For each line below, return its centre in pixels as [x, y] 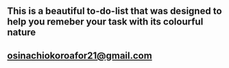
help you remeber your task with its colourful [105, 22]
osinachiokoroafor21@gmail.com [80, 55]
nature [22, 32]
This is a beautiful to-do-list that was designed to [114, 11]
